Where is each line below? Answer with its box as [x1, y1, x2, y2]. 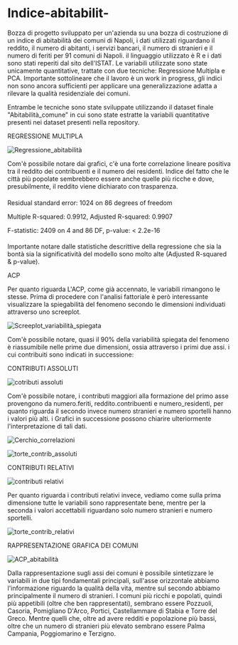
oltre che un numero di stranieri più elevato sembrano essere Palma [7, 622, 206, 631]
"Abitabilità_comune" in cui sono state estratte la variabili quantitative [7, 110, 210, 119]
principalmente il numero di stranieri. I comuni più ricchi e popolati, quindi [7, 592, 222, 600]
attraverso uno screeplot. [7, 308, 82, 316]
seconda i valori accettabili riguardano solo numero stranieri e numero [7, 506, 213, 515]
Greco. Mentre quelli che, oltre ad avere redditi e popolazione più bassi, [7, 614, 217, 623]
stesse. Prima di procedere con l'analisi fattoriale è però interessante [7, 293, 208, 301]
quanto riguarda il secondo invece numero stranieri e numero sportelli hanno [7, 407, 232, 416]
